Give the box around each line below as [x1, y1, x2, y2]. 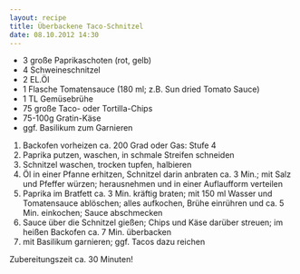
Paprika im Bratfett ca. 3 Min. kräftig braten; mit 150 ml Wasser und [22, 188, 273, 200]
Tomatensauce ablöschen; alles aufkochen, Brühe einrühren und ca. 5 [22, 198, 285, 209]
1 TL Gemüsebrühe [22, 93, 93, 104]
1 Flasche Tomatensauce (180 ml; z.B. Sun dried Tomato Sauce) [22, 83, 260, 95]
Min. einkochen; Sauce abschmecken [22, 208, 163, 219]
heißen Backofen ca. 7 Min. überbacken [22, 227, 172, 238]
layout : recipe [9, 13, 67, 23]
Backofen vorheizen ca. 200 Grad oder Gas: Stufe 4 [22, 140, 217, 151]
